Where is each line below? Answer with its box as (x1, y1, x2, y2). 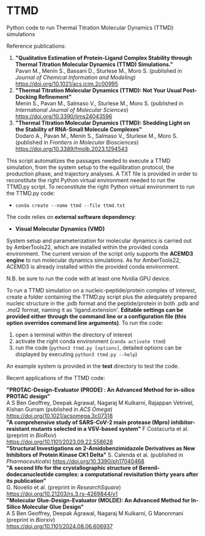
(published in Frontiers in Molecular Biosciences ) (15, 138, 139, 146)
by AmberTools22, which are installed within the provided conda (6, 243, 168, 251)
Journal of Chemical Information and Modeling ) (15, 73, 136, 81)
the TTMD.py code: (6, 189, 55, 196)
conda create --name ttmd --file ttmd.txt (15, 203, 125, 209)
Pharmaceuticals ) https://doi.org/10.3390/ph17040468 (6, 457, 145, 465)
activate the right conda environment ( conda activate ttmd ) (15, 337, 166, 344)
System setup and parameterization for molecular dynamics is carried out (6, 237, 192, 244)
